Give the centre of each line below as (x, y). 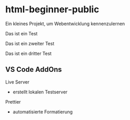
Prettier (13, 102)
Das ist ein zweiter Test (30, 43)
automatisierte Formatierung (43, 112)
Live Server (17, 82)
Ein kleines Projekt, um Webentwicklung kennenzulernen (65, 24)
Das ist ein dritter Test (29, 53)
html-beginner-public (52, 9)
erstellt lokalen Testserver (40, 92)
